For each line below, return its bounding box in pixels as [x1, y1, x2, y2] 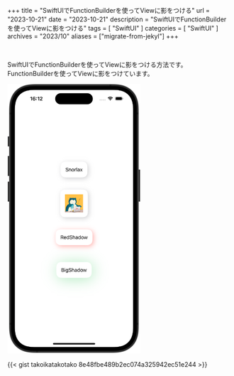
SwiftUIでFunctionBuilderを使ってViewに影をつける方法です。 [7, 60, 187, 69]
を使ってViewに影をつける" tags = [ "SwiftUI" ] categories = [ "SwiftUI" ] [7, 24, 218, 32]
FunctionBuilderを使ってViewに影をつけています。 [7, 70, 154, 77]
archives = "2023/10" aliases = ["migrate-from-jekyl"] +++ [7, 32, 179, 41]
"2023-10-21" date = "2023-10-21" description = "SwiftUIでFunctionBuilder [7, 15, 227, 23]
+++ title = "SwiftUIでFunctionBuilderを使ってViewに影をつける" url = [7, 6, 211, 14]
